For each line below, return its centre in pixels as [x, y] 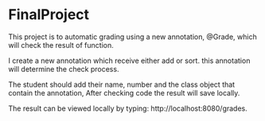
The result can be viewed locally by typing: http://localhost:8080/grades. [128, 108]
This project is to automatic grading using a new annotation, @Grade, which [132, 37]
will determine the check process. [64, 68]
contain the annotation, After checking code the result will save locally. [124, 92]
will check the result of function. [61, 45]
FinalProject [49, 15]
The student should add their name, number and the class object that [122, 84]
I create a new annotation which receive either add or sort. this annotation [129, 60]
